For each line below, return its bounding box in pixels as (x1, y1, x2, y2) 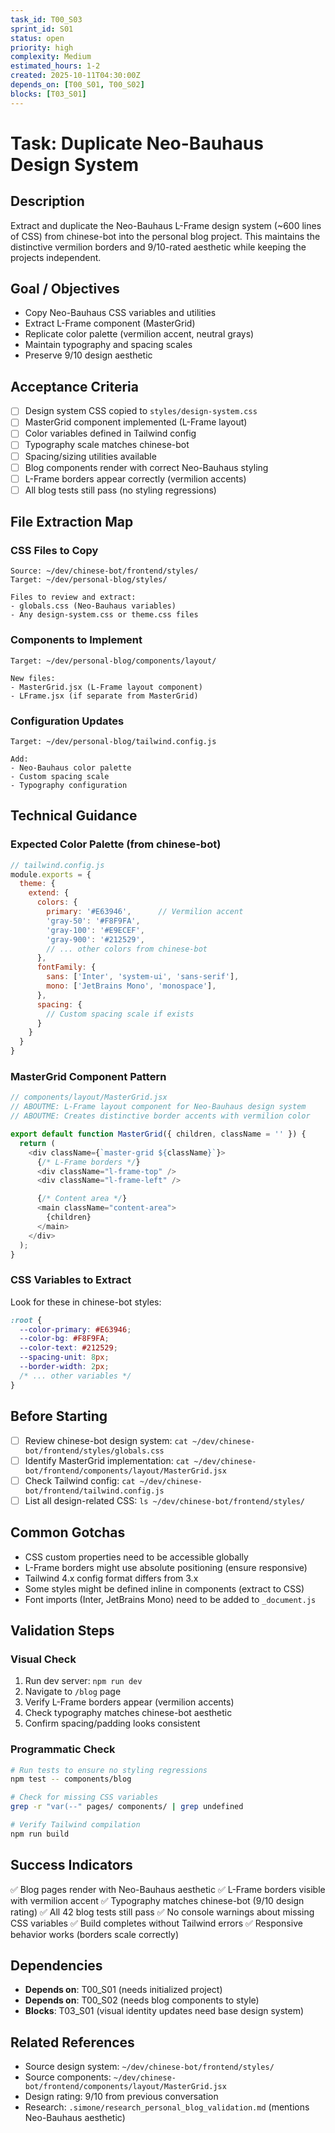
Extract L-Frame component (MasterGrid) (24, 317, 196, 330)
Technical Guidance (10, 807, 138, 825)
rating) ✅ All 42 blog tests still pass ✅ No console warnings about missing (10, 1906, 315, 1918)
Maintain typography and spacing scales (24, 339, 193, 351)
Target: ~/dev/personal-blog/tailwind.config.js (10, 737, 217, 747)
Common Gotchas (10, 1524, 126, 1541)
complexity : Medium (10, 52, 92, 62)
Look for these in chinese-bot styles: (10, 1296, 162, 1308)
